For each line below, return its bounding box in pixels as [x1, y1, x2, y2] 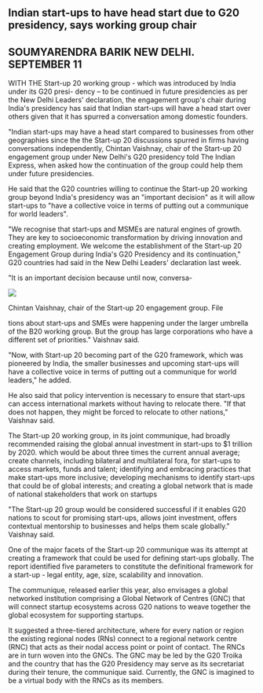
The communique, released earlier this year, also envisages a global [8, 585, 228, 595]
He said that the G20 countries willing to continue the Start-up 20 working [8, 184, 248, 194]
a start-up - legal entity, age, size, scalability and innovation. [8, 570, 203, 580]
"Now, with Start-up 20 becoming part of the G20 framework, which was [8, 350, 243, 360]
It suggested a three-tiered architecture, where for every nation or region [8, 625, 244, 636]
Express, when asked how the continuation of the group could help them [8, 160, 243, 170]
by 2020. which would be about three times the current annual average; [8, 448, 240, 457]
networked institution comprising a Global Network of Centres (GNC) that [8, 594, 246, 603]
